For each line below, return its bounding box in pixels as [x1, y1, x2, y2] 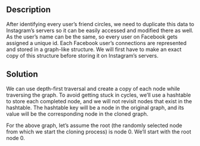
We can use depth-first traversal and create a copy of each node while [6, 85, 180, 92]
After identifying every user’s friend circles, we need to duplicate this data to [6, 20, 195, 27]
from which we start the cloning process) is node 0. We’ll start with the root [6, 128, 192, 135]
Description [6, 5, 51, 15]
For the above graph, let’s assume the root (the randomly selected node [6, 122, 183, 129]
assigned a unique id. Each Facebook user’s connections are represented [6, 39, 187, 46]
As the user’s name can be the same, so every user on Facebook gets [6, 33, 178, 40]
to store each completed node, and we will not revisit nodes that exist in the [6, 97, 192, 104]
